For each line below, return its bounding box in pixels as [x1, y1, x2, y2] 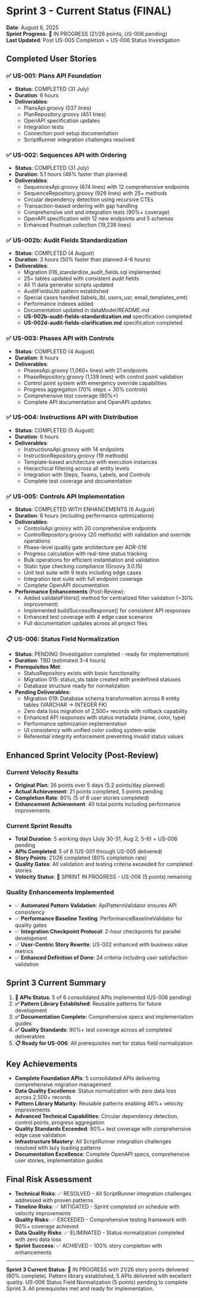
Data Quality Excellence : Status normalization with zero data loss [14, 1087, 177, 1094]
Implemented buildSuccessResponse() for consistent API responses [23, 607, 190, 614]
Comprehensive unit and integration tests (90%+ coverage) [23, 208, 170, 216]
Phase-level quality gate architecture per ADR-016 [23, 544, 147, 551]
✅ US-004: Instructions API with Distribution [6, 413, 139, 421]
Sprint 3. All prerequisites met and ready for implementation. [6, 1285, 155, 1292]
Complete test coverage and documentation [23, 477, 132, 484]
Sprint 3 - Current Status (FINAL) [6, 4, 171, 18]
